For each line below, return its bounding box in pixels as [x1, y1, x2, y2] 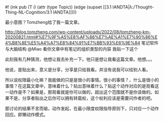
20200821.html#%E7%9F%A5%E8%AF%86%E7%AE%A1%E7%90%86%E [5, 34, 158, 40]
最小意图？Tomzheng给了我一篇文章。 [5, 19, 82, 25]
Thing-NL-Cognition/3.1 [5, 9, 52, 15]
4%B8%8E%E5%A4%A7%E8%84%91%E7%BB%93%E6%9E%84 [5, 40, 141, 46]
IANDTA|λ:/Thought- [112, 4, 154, 10]
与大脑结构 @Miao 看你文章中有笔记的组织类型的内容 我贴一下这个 [5, 46, 138, 52]
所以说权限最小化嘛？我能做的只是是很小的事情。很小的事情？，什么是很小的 [5, 77, 159, 83]
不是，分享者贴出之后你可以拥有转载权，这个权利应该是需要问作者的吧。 [9, 95, 155, 101]
